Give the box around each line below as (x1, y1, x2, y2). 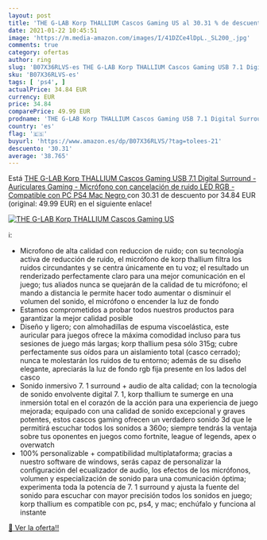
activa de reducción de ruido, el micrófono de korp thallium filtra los (19, 255, 242, 264)
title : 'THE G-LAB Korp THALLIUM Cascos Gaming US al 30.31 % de (8, 19, 229, 27)
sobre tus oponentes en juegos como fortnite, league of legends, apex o (19, 432, 257, 442)
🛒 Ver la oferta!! (8, 523, 60, 533)
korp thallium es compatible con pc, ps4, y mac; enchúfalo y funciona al (19, 499, 256, 509)
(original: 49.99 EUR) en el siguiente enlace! (8, 199, 153, 209)
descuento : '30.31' (8, 145, 73, 152)
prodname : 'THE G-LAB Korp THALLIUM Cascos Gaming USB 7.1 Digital (8, 115, 237, 123)
